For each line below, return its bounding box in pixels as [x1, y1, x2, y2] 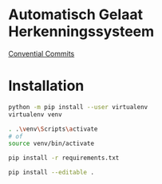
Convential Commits [8, 49, 75, 58]
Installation [8, 77, 85, 95]
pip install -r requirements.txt [8, 154, 120, 162]
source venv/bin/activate [8, 139, 94, 148]
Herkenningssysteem [8, 22, 155, 41]
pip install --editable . [8, 169, 94, 177]
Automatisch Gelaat [8, 6, 144, 24]
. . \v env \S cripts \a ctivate [8, 125, 98, 133]
